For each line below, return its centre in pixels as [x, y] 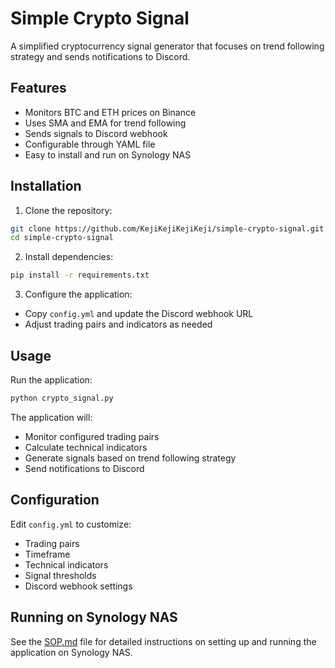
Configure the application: [78, 294]
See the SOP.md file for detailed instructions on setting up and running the [163, 641]
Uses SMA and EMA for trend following [105, 123]
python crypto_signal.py [62, 398]
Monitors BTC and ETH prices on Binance [110, 112]
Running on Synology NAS [94, 617]
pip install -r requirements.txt [80, 275]
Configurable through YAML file [90, 144]
